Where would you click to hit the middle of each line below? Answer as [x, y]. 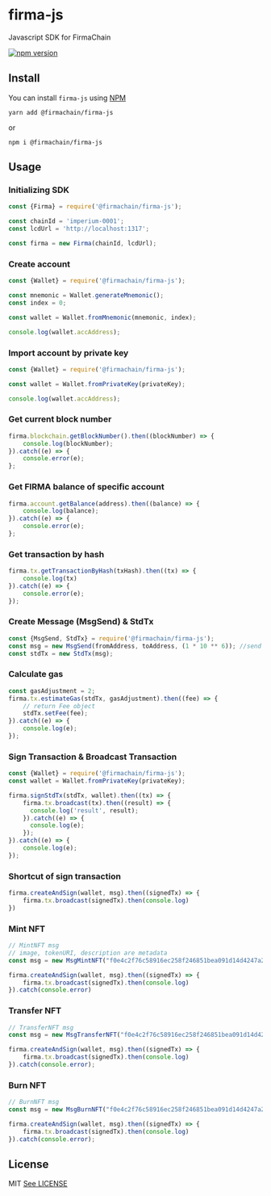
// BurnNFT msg [34, 1102]
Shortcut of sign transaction [65, 876]
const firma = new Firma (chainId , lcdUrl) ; [83, 244]
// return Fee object [59, 706]
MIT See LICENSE [38, 1184]
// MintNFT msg [34, 946]
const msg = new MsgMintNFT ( [57, 960]
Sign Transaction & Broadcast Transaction [93, 757]
